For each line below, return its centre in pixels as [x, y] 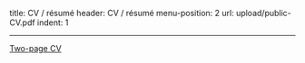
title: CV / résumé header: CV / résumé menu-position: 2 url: [122, 13]
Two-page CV [35, 48]
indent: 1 [53, 22]
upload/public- [264, 13]
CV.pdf [22, 22]
